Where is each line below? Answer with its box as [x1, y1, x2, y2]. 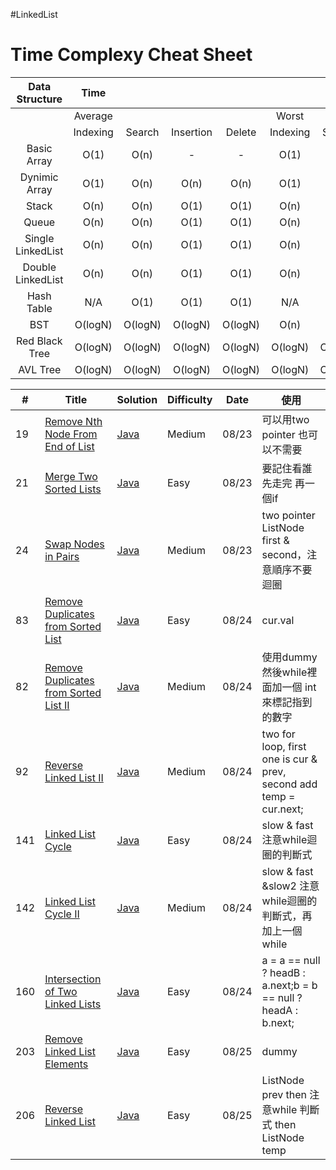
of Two [44, 984, 78, 998]
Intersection [44, 972, 102, 986]
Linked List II [44, 770, 104, 784]
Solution [116, 392, 158, 406]
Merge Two [44, 469, 98, 483]
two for [261, 727, 296, 741]
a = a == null [261, 953, 321, 967]
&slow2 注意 [261, 879, 320, 893]
